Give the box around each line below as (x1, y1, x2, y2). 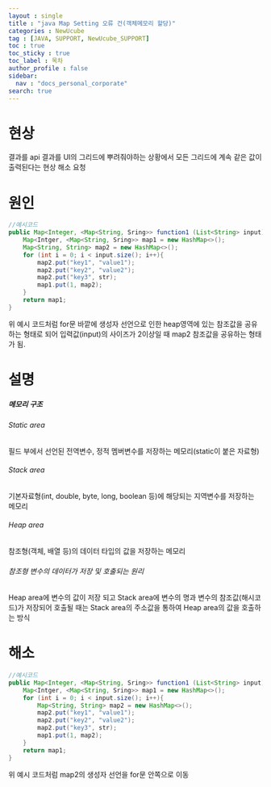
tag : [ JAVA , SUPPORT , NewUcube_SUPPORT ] (8, 34, 150, 43)
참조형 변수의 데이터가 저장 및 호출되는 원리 (8, 566, 144, 576)
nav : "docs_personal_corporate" (15, 79, 128, 87)
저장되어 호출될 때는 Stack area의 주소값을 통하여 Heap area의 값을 (25, 603, 240, 613)
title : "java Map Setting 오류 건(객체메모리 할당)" (8, 19, 176, 27)
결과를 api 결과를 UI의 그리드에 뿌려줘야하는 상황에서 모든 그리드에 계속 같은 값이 (8, 153, 262, 162)
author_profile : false (8, 65, 89, 73)
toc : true (8, 42, 45, 50)
